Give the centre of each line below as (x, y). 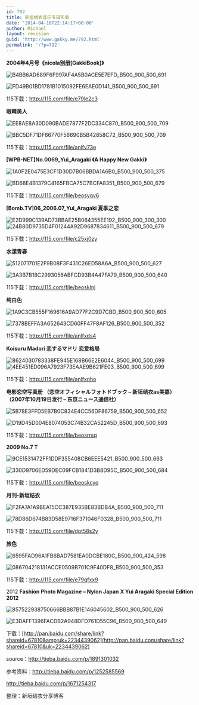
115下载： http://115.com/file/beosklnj (51, 287)
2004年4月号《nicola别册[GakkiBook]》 (55, 63)
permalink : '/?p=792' (33, 45)
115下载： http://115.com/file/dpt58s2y (52, 531)
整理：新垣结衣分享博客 (35, 695)
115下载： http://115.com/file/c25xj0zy (52, 238)
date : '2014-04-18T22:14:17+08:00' (50, 23)
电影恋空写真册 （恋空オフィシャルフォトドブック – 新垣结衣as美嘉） (91, 391)
